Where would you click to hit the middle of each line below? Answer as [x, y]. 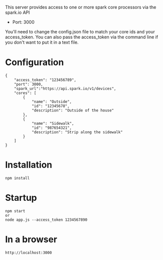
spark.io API [18, 12]
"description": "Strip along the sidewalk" [77, 132]
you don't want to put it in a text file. [42, 42]
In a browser [31, 239]
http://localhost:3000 [28, 253]
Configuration [35, 62]
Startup [21, 198]
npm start [15, 211]
